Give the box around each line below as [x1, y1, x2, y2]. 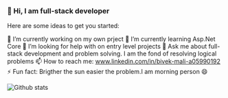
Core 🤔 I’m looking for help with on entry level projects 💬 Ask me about [7, 42, 207, 51]
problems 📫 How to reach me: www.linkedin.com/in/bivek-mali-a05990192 [7, 58, 221, 66]
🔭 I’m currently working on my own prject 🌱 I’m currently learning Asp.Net [7, 35, 216, 43]
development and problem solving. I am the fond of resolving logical [23, 49, 217, 58]
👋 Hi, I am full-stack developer [7, 6, 110, 16]
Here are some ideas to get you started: [7, 22, 120, 30]
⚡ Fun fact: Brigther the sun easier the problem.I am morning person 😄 [7, 68, 208, 76]
